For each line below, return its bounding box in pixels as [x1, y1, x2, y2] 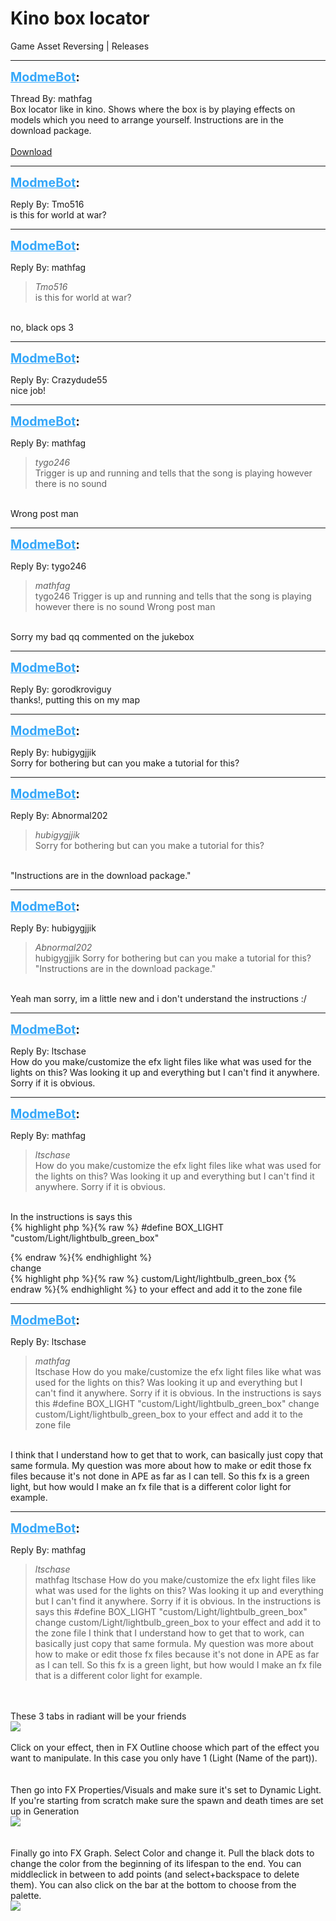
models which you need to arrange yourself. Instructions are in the [10, 113, 284, 126]
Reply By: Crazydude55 [10, 373, 108, 386]
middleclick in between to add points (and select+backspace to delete [10, 1868, 300, 1880]
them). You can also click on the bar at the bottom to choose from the [10, 1878, 297, 1891]
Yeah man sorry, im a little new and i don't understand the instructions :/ [10, 992, 307, 1004]
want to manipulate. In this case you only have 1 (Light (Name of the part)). [10, 1752, 318, 1764]
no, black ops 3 [10, 321, 75, 333]
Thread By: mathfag [10, 92, 93, 104]
